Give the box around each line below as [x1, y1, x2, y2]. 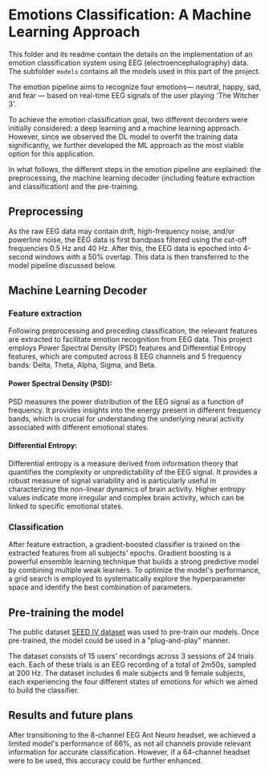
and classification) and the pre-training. [8, 181, 139, 191]
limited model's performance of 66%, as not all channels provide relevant [8, 738, 251, 748]
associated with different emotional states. [8, 422, 149, 432]
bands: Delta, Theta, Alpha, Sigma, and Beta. [8, 360, 157, 370]
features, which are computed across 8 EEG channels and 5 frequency [8, 352, 243, 361]
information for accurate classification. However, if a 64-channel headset [8, 746, 251, 757]
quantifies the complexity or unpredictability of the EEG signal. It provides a [8, 467, 258, 476]
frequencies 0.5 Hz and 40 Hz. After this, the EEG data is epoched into [8, 243, 242, 253]
